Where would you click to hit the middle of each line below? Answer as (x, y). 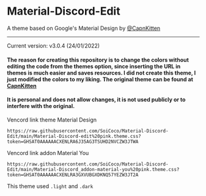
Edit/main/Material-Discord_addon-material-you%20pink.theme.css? (93, 169)
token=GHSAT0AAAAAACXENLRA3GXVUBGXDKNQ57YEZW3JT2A (73, 175)
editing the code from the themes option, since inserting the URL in (94, 66)
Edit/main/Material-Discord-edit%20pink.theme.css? (74, 136)
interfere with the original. (41, 106)
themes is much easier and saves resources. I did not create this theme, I (101, 73)
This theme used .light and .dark (50, 186)
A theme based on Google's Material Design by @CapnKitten (84, 28)
